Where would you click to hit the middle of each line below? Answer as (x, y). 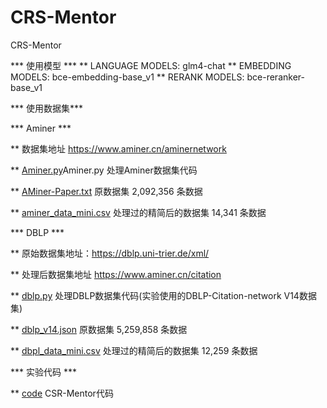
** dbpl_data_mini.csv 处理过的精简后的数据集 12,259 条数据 (134, 350)
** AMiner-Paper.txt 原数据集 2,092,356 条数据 (106, 191)
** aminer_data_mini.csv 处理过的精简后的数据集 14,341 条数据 (138, 212)
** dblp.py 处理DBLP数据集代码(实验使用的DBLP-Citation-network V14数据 (163, 295)
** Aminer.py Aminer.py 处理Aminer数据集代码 (104, 170)
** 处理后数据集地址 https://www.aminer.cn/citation (116, 274)
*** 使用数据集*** (47, 108)
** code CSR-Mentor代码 (62, 393)
